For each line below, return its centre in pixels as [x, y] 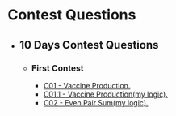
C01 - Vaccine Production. [87, 85]
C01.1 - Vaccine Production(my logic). [106, 94]
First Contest [57, 68]
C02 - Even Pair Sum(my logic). [96, 102]
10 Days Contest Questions [89, 45]
